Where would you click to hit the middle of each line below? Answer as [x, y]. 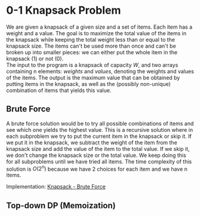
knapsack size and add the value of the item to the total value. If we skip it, [98, 149]
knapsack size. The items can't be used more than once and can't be [91, 46]
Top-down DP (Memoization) [61, 206]
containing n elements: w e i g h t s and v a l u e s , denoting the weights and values [100, 71]
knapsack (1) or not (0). [35, 58]
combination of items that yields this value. [59, 90]
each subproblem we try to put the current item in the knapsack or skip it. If [99, 136]
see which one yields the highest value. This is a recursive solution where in [99, 129]
